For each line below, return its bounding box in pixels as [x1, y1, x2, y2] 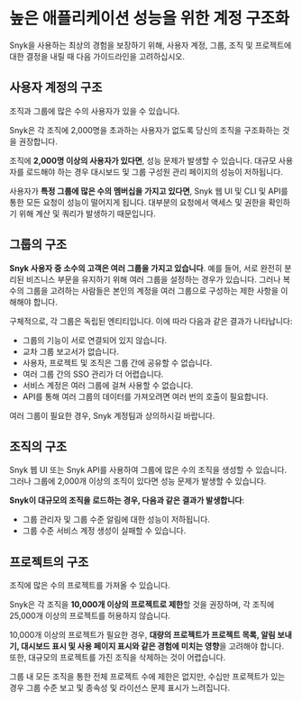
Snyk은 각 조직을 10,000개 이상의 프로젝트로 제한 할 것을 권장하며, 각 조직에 [9, 599, 275, 610]
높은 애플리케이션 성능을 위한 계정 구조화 [9, 8, 290, 29]
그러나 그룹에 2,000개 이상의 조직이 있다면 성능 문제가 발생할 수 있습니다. [9, 476, 267, 487]
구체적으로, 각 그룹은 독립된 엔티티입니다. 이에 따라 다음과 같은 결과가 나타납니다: [9, 315, 293, 326]
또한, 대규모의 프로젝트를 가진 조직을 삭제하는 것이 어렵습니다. [9, 652, 226, 663]
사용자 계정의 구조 [9, 80, 103, 96]
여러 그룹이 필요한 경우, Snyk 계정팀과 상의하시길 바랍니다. [9, 410, 215, 421]
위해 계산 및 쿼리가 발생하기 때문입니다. [18, 208, 156, 219]
